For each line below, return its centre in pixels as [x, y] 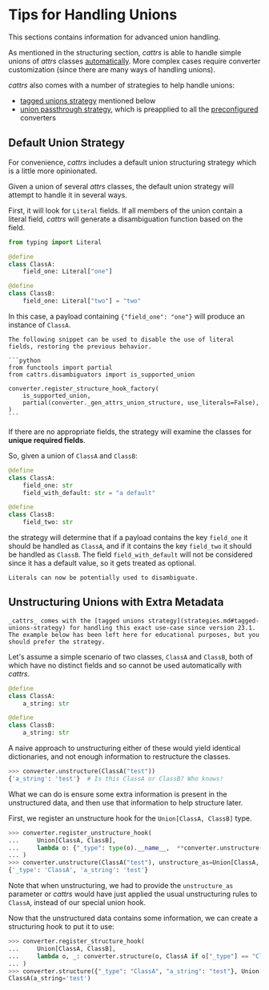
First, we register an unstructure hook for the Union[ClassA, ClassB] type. [130, 818]
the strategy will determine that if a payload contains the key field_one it [128, 538]
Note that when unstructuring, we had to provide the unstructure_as [121, 886]
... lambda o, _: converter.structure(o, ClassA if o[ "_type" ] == [128, 956]
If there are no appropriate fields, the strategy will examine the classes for [130, 432]
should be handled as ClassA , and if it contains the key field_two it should [130, 546]
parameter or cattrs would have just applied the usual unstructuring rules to [133, 894]
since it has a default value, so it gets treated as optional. [102, 563]
